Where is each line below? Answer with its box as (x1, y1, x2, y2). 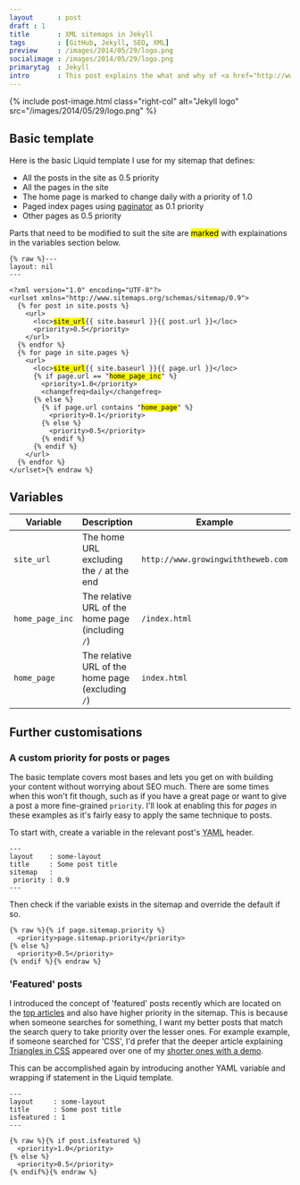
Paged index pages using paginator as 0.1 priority (21, 200, 204, 211)
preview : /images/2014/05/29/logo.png (9, 46, 174, 55)
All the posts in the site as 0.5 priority (21, 172, 160, 183)
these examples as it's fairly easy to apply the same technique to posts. (9, 810, 272, 820)
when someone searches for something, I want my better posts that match (9, 1017, 284, 1028)
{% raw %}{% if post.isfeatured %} (9, 1137, 142, 1146)
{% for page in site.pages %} (17, 348, 129, 357)
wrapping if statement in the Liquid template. (9, 1072, 174, 1083)
